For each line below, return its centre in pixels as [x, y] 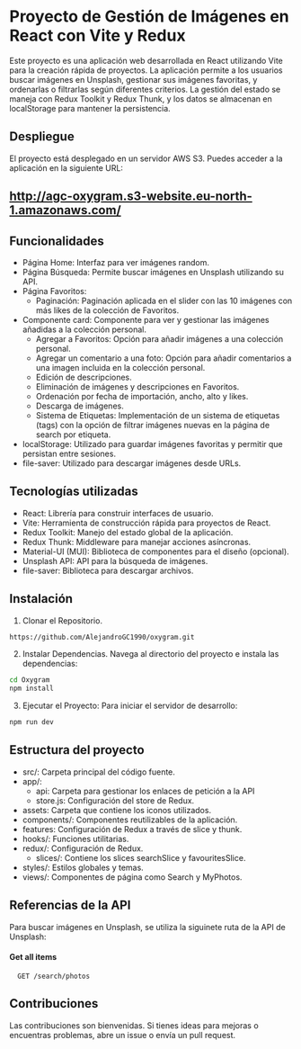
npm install [31, 689]
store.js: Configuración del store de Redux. [115, 800]
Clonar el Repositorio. [62, 620]
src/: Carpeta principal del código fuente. [98, 772]
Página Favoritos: [54, 291]
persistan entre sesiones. [69, 453]
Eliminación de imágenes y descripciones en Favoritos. [137, 386]
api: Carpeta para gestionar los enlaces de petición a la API [145, 791]
